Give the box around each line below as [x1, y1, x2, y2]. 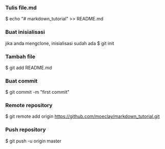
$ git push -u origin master [5, 138, 62, 144]
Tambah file [5, 53, 36, 60]
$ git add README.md [5, 65, 52, 71]
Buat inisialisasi [5, 29, 45, 36]
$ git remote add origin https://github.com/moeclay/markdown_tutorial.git [5, 113, 160, 119]
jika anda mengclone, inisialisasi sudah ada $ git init [5, 40, 114, 46]
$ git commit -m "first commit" [5, 89, 70, 95]
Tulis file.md [5, 4, 37, 11]
